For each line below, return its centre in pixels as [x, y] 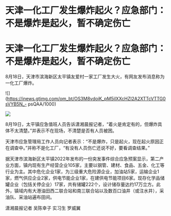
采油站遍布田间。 [36, 197]
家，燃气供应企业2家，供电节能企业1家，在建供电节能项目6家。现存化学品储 [85, 178]
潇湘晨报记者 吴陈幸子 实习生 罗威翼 [43, 208]
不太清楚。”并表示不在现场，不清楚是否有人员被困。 [63, 131]
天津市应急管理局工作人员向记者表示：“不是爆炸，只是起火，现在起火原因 [82, 142]
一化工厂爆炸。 [21, 83]
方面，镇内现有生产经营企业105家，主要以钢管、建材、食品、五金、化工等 [87, 165]
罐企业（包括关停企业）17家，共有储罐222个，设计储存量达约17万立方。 [81, 184]
